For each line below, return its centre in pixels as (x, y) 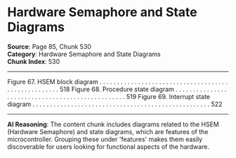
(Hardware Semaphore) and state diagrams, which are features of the (108, 131)
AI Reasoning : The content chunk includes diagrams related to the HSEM (113, 124)
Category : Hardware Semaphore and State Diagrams (84, 54)
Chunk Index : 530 (34, 61)
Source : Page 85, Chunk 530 (49, 46)
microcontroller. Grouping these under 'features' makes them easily (105, 139)
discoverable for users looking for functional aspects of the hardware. (108, 146)
